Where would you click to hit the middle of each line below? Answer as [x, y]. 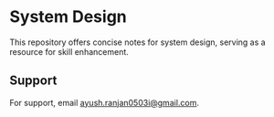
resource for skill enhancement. [69, 51]
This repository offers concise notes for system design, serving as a [138, 42]
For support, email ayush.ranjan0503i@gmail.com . [104, 102]
